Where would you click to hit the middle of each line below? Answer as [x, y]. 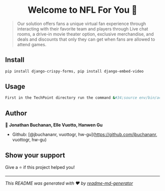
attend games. [32, 44]
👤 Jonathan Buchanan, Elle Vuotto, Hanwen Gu [54, 125]
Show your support [35, 155]
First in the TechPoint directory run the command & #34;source [71, 98]
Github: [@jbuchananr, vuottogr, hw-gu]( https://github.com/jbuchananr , [85, 135]
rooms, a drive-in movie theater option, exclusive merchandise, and [85, 34]
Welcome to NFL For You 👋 [82, 10]
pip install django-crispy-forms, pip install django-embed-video [74, 71]
